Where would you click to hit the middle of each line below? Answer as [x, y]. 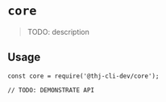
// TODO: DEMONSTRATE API [51, 90]
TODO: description [58, 32]
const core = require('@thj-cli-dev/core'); [83, 76]
